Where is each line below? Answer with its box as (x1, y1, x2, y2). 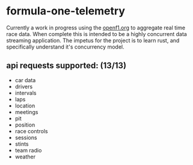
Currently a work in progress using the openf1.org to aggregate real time (6, 24, 185, 31)
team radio (14, 146, 42, 154)
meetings (14, 108, 38, 115)
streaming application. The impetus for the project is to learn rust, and (6, 37, 180, 44)
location (14, 102, 35, 109)
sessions (14, 134, 37, 141)
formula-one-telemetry (6, 4, 125, 18)
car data (14, 76, 36, 83)
